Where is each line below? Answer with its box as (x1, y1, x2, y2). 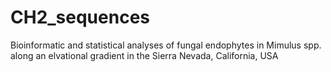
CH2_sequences (10, 6, 150, 29)
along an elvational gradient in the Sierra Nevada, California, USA (10, 49, 279, 61)
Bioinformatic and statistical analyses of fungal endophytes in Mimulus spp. (10, 39, 322, 51)
